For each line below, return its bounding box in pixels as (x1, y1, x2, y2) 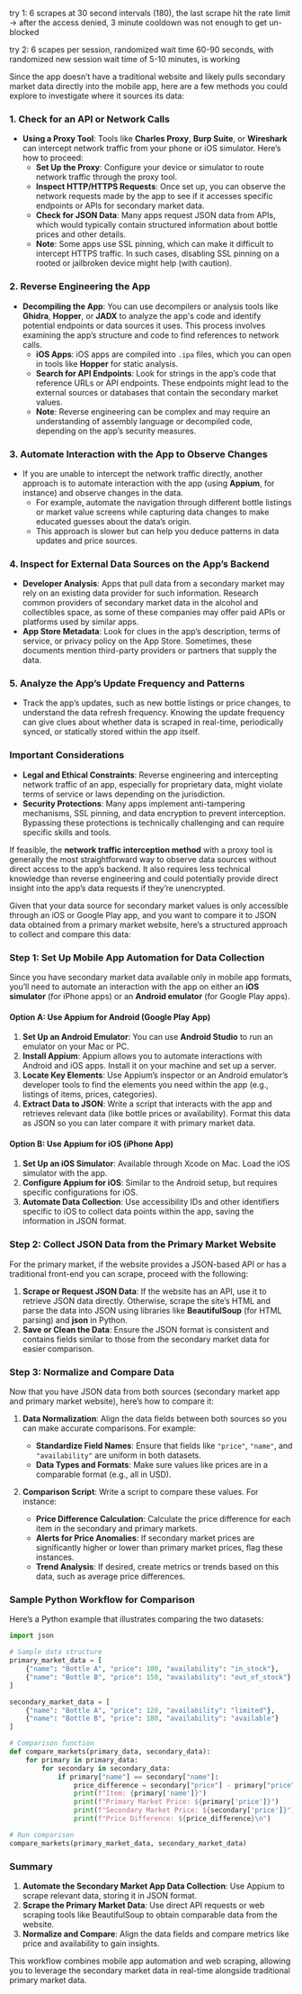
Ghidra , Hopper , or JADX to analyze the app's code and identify (22, 310, 262, 321)
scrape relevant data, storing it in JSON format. (22, 1889, 198, 1900)
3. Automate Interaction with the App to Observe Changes (9, 448, 268, 460)
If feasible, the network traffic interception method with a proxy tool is (9, 844, 273, 855)
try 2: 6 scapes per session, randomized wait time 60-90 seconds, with (9, 44, 274, 55)
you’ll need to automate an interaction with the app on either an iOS (9, 981, 260, 992)
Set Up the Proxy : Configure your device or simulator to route (35, 162, 264, 173)
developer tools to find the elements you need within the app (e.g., (22, 1079, 270, 1090)
